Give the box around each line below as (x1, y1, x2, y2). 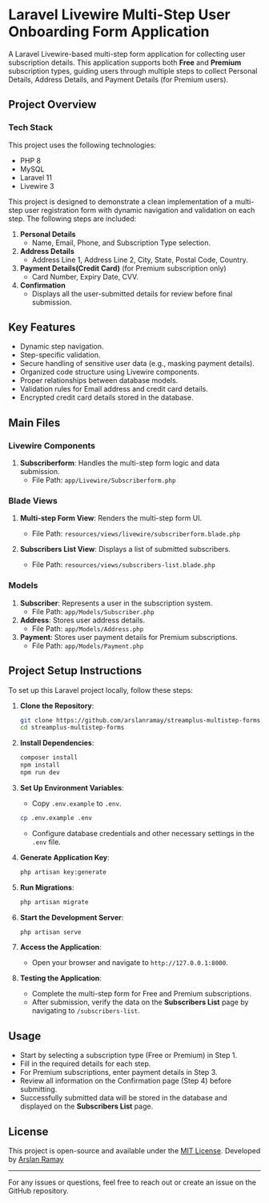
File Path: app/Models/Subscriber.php (31, 606, 155, 616)
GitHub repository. (8, 1186, 70, 1196)
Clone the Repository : (19, 701, 94, 710)
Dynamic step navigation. (19, 342, 104, 352)
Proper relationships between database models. (19, 376, 179, 385)
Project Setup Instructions (8, 664, 143, 678)
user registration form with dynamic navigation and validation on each (24, 205, 255, 215)
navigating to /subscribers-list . (31, 1006, 140, 1016)
